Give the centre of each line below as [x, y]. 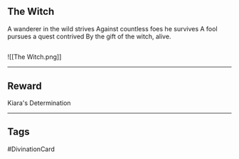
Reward [25, 86]
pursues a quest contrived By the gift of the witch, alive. [89, 36]
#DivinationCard [31, 149]
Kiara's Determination [39, 103]
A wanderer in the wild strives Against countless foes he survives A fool [113, 28]
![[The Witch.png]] [34, 57]
